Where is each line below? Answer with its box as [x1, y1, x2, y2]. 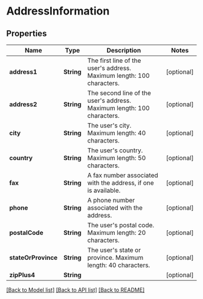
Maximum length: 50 [87, 154, 146, 162]
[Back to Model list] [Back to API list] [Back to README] [6, 286, 145, 294]
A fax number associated [87, 171, 158, 179]
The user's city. [87, 121, 132, 129]
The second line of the [87, 89, 151, 97]
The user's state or [87, 246, 141, 254]
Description [106, 47, 141, 54]
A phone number [87, 196, 135, 204]
